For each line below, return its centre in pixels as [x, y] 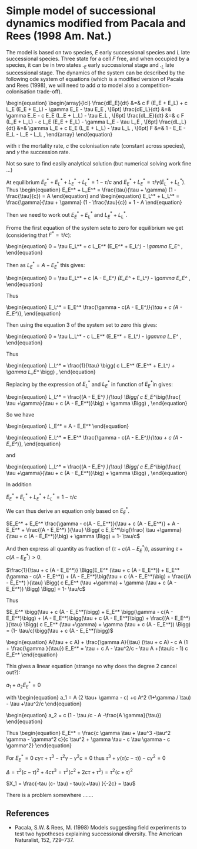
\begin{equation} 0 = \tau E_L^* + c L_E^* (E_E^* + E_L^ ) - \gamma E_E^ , [94, 246]
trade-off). [49, 91]
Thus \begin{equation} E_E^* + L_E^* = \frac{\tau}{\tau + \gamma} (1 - [91, 190]
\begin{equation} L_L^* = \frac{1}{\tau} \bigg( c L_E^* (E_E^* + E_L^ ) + [91, 365]
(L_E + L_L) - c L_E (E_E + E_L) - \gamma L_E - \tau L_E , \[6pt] [82, 122]
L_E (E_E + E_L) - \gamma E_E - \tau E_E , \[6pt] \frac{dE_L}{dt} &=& [89, 109]
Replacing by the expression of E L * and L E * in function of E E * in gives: [90, 384]
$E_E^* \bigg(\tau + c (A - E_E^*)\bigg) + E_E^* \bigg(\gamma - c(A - [90, 612]
